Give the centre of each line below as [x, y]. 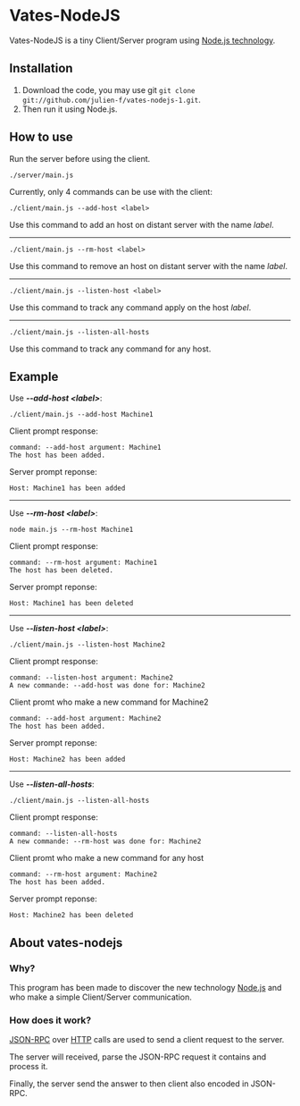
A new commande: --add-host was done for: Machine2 [107, 686]
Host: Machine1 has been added [67, 488]
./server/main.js [42, 175]
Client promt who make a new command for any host [107, 858]
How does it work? [50, 1020]
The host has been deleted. [62, 570]
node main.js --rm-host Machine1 [71, 530]
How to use [41, 137]
